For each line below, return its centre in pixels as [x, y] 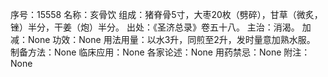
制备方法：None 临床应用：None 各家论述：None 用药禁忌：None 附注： [160, 52]
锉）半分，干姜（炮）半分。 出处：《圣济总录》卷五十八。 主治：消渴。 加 [161, 27]
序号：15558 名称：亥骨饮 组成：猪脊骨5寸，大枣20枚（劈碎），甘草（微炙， [166, 14]
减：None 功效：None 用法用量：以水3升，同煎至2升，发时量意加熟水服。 [163, 39]
